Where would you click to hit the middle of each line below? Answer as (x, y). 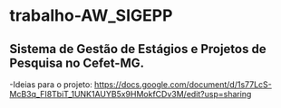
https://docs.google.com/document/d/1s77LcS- (183, 85)
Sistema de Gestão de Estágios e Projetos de (138, 49)
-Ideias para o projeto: (51, 85)
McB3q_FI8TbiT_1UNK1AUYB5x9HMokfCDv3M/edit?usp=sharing (131, 94)
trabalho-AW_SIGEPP (91, 16)
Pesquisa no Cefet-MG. (77, 63)
